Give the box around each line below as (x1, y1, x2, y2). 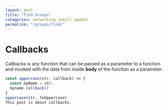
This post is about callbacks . (5, 100, 72, 105)
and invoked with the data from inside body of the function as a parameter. (5, 66, 163, 72)
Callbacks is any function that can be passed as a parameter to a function (5, 61, 161, 67)
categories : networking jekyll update (5, 17, 88, 22)
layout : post (5, 7, 33, 13)
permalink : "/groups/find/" (5, 21, 65, 27)
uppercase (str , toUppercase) (5, 95, 67, 100)
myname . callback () (10, 85, 50, 91)
